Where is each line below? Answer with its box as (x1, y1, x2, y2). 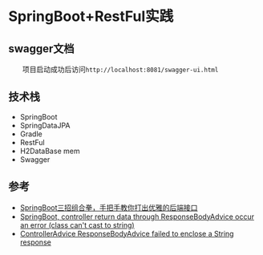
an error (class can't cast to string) (19, 220, 135, 229)
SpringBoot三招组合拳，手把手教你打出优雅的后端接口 (19, 202, 198, 212)
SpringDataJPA (19, 120, 71, 130)
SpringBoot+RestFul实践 (8, 7, 174, 26)
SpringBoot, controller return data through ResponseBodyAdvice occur (19, 212, 255, 221)
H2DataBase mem (19, 146, 80, 156)
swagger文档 (8, 42, 75, 55)
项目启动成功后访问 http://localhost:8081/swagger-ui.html (22, 65, 219, 74)
